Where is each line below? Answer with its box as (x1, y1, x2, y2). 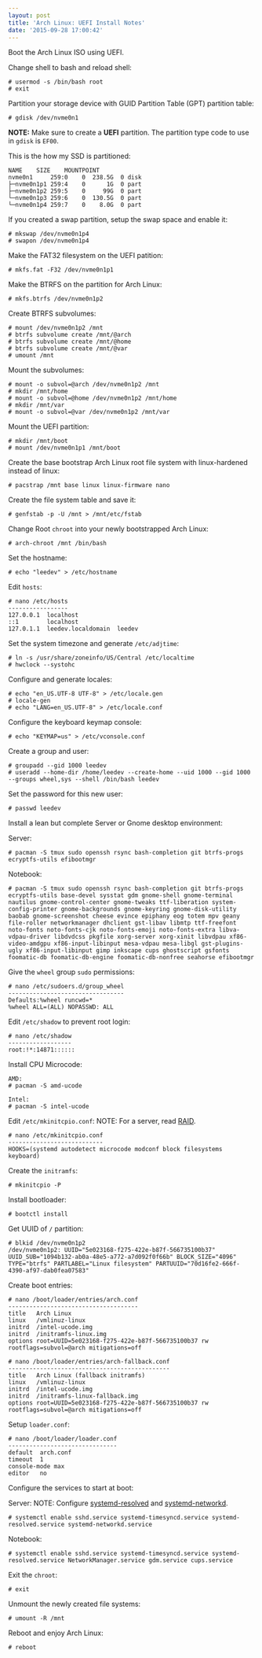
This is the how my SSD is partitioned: (8, 151, 131, 161)
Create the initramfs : (8, 1166, 78, 1176)
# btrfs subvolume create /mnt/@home (8, 338, 132, 346)
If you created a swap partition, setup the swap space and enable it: (8, 215, 228, 224)
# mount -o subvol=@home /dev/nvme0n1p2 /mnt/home (8, 394, 177, 402)
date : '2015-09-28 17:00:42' (8, 26, 104, 34)
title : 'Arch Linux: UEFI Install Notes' (8, 19, 146, 27)
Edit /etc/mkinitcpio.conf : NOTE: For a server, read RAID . (8, 1117, 196, 1126)
